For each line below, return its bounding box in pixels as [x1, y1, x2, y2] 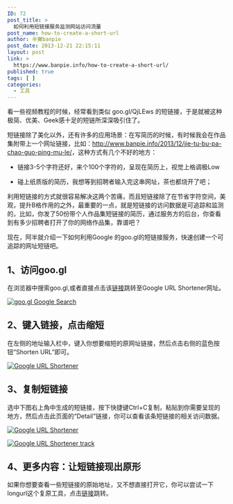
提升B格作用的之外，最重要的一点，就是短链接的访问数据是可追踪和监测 [19, 201, 224, 209]
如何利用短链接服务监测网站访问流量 [13, 23, 102, 30]
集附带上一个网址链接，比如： [7, 139, 92, 148]
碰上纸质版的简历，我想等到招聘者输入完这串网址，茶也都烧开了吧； [17, 177, 212, 186]
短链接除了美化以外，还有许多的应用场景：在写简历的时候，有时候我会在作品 [7, 131, 226, 139]
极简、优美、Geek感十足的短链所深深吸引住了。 [7, 116, 144, 125]
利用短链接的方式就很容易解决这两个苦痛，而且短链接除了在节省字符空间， [7, 192, 220, 201]
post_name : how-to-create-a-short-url [7, 29, 119, 37]
